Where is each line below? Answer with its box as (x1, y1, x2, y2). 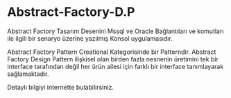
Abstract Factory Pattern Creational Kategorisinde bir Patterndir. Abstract (7, 48, 216, 56)
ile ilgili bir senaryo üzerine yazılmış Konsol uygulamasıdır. (7, 34, 173, 42)
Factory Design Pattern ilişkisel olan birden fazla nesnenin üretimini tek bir (7, 55, 219, 63)
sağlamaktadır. (7, 70, 49, 78)
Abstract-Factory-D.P (7, 4, 135, 20)
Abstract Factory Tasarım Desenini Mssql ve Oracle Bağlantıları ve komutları (7, 27, 224, 35)
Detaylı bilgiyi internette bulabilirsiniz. (7, 83, 114, 91)
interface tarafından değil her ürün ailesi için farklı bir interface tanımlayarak (7, 62, 224, 70)
